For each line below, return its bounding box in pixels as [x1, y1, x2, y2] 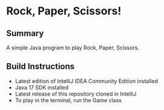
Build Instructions [6, 61, 75, 72]
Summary [6, 28, 44, 38]
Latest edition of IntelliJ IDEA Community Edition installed [15, 77, 159, 85]
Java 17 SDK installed [15, 84, 69, 91]
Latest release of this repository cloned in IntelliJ [15, 90, 137, 97]
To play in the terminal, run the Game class [15, 96, 122, 103]
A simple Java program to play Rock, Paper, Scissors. [6, 44, 140, 51]
